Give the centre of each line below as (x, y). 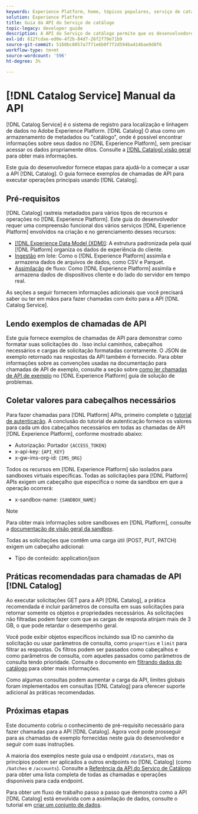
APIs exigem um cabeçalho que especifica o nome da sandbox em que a (95, 482)
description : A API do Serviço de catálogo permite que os (80, 34)
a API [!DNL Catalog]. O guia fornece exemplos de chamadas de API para (95, 174)
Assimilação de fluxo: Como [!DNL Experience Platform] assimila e (95, 268)
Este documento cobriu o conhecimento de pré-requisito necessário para (95, 725)
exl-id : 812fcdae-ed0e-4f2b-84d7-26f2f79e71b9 (64, 39)
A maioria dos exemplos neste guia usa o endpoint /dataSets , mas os (90, 755)
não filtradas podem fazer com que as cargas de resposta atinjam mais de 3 (99, 619)
